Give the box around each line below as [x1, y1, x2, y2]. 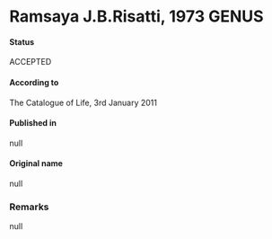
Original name [9, 158, 63, 169]
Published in [9, 118, 57, 128]
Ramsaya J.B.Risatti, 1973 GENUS [9, 6, 264, 27]
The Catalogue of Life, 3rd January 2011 [9, 97, 157, 108]
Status [9, 36, 35, 47]
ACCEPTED [9, 57, 52, 67]
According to [9, 76, 59, 87]
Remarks [9, 200, 49, 213]
